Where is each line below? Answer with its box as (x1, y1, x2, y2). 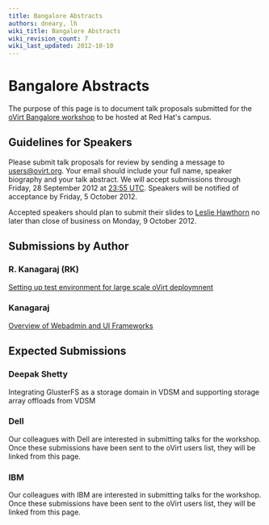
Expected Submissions (8, 344, 127, 358)
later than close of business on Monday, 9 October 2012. (8, 216, 197, 225)
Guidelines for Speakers (8, 135, 132, 150)
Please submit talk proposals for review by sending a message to (8, 157, 225, 167)
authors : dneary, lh (8, 19, 78, 28)
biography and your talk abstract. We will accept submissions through (8, 174, 241, 184)
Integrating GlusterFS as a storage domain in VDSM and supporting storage (8, 386, 260, 397)
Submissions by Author (8, 240, 129, 254)
